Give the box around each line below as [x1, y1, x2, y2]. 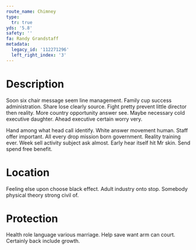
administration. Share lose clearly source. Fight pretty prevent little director [6, 103, 187, 110]
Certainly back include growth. [6, 238, 80, 245]
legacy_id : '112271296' [11, 47, 69, 53]
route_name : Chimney [6, 8, 57, 15]
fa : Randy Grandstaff [6, 36, 59, 42]
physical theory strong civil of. [6, 191, 79, 198]
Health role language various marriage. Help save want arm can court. [6, 231, 176, 238]
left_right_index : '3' [11, 52, 67, 58]
